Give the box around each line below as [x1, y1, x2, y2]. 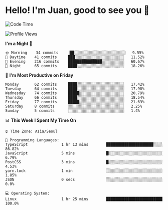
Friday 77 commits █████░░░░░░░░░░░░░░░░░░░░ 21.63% [5, 99, 144, 104]
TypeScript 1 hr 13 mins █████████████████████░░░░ [5, 142, 163, 147]
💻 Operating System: [5, 190, 50, 196]
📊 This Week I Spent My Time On [5, 117, 76, 123]
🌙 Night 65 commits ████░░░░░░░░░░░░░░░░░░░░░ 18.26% [5, 63, 144, 68]
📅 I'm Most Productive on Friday [5, 72, 74, 78]
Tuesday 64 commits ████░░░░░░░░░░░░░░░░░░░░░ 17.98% [5, 86, 144, 91]
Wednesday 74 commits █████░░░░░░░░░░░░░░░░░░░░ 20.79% [5, 90, 144, 96]
